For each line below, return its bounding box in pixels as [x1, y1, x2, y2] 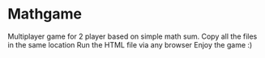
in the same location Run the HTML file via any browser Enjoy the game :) [7, 39, 253, 49]
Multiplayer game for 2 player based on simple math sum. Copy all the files [7, 31, 258, 41]
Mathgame [7, 5, 83, 23]
